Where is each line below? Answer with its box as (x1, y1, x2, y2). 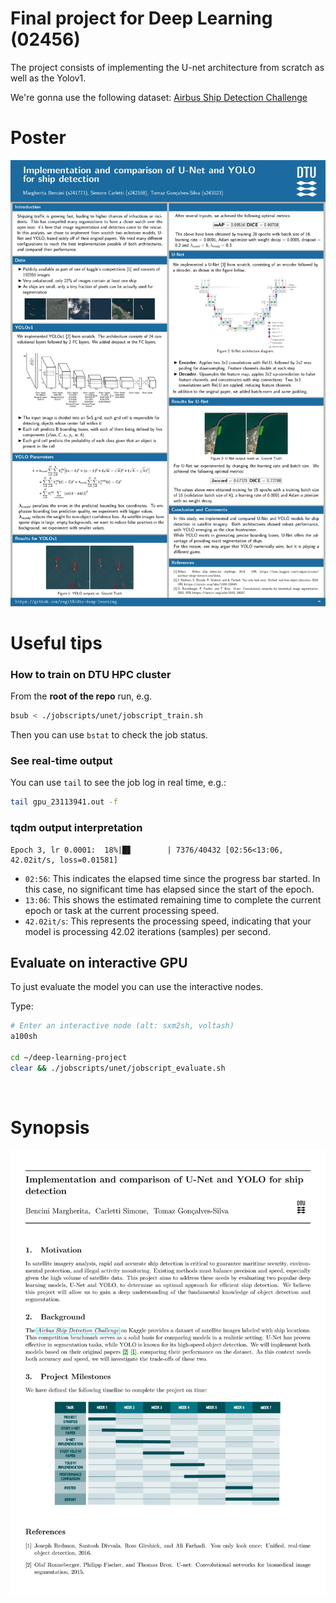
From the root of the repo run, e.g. (10, 690, 153, 702)
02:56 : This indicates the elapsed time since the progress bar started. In (24, 872, 321, 884)
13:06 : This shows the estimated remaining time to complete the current (24, 893, 322, 906)
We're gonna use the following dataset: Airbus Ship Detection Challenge (10, 91, 308, 103)
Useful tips (10, 632, 103, 654)
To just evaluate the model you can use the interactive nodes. (10, 981, 264, 993)
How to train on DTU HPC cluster (10, 667, 172, 681)
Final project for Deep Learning (10, 7, 273, 30)
